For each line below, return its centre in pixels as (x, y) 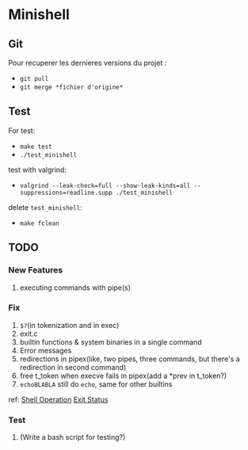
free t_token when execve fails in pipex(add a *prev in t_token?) (123, 376)
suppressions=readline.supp (66, 193)
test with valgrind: (38, 170)
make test (36, 147)
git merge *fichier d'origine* (71, 87)
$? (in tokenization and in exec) (69, 325)
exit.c (29, 334)
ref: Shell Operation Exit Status (58, 399)
